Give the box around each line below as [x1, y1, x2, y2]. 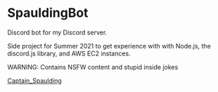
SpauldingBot [7, 5, 89, 21]
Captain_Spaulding [7, 76, 62, 85]
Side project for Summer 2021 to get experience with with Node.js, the [7, 41, 211, 50]
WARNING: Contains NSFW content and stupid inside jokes [7, 63, 179, 71]
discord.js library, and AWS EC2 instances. [7, 49, 132, 58]
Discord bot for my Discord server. [7, 28, 108, 37]
